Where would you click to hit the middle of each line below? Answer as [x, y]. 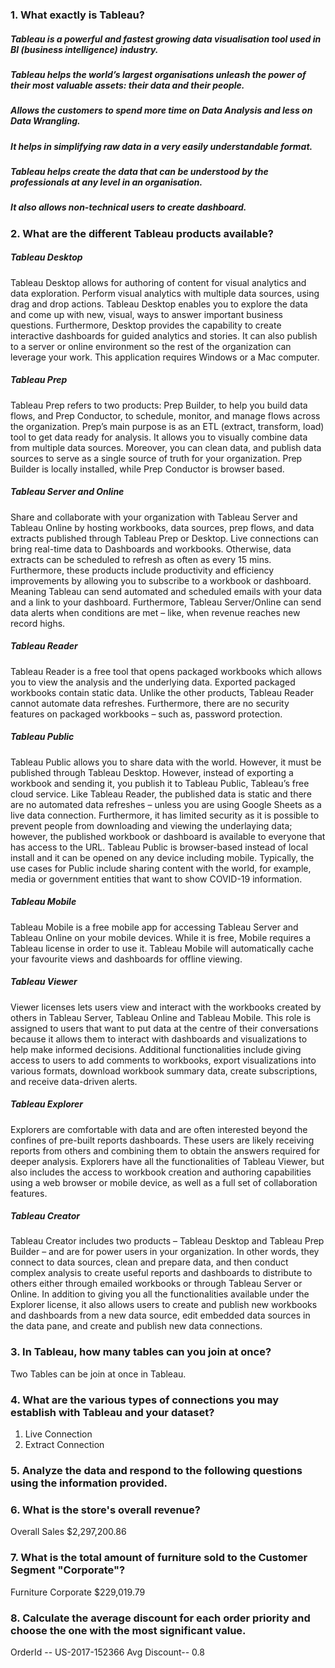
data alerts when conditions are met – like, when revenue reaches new [155, 612]
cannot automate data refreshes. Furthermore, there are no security [150, 703]
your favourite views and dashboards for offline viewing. [126, 959]
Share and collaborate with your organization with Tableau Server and [154, 517]
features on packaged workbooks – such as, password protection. [146, 714]
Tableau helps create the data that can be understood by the [139, 172]
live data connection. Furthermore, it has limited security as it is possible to [165, 815]
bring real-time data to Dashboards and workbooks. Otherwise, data [151, 549]
